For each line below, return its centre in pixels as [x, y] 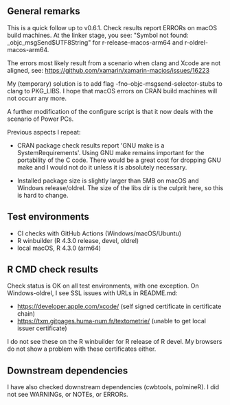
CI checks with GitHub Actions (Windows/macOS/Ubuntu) [99, 233]
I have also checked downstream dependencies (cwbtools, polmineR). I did [113, 387]
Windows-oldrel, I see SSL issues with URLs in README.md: [92, 293]
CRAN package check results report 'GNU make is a [91, 145]
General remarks [44, 11]
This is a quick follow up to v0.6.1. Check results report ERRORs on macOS [112, 27]
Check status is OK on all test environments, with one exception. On [103, 286]
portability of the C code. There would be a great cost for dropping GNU [119, 160]
